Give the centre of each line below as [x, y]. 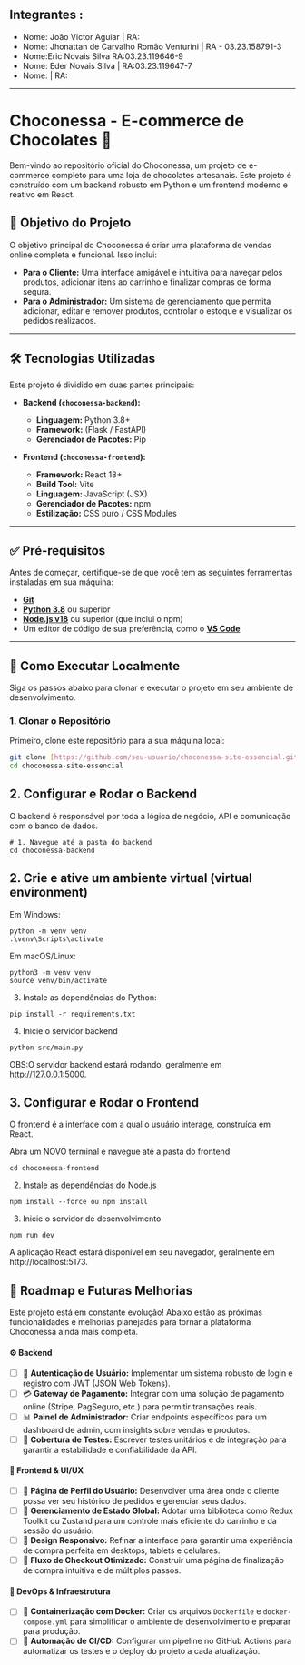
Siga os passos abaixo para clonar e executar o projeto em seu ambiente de [151, 687]
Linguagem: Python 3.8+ [83, 420]
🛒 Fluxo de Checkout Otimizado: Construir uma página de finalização [153, 1560]
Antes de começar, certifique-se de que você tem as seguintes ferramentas [151, 573]
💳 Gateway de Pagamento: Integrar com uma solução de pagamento [153, 1393]
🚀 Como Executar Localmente [95, 666]
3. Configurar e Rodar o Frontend [104, 1103]
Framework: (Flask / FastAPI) [91, 430]
